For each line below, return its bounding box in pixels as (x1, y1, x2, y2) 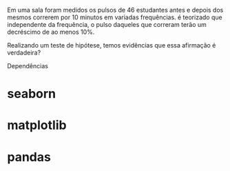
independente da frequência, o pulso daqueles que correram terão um (7, 21, 207, 28)
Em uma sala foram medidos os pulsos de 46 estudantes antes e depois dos (7, 6, 224, 14)
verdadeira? (7, 48, 41, 57)
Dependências (7, 62, 48, 70)
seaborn (7, 86, 56, 102)
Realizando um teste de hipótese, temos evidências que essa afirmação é (7, 41, 216, 49)
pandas (7, 149, 52, 165)
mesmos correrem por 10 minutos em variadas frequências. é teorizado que (7, 13, 222, 21)
